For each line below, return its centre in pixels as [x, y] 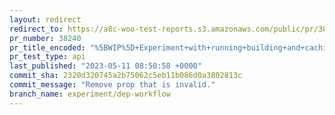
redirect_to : [36, 29]
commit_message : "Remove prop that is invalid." [112, 85]
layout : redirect [45, 19]
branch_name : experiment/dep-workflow [90, 94]
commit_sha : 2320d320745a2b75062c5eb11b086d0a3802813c [126, 76]
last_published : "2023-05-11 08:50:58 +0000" [105, 66]
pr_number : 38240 [45, 38]
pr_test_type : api [47, 57]
